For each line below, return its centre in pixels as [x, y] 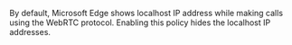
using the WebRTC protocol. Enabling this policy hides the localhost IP [140, 22]
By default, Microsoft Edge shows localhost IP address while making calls [146, 13]
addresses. [30, 32]
